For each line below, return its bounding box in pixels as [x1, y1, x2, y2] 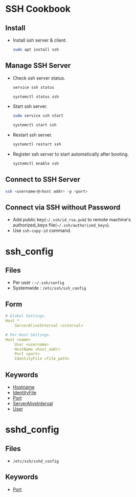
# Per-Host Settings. [5, 332, 52, 337]
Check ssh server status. [12, 75, 65, 81]
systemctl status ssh [12, 94, 59, 99]
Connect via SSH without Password [5, 203, 121, 212]
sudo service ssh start [12, 113, 64, 119]
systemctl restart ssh [12, 142, 61, 147]
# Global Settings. [5, 314, 47, 319]
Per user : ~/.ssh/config [12, 279, 65, 285]
